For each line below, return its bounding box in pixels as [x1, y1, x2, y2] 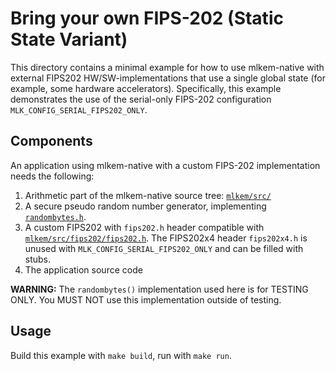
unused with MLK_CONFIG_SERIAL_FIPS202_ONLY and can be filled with [24, 242, 304, 254]
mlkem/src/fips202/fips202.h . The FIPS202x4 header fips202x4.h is [24, 232, 308, 244]
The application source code [24, 263, 143, 276]
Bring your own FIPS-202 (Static [10, 7, 284, 30]
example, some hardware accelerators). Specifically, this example [10, 82, 282, 94]
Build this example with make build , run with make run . [10, 349, 232, 361]
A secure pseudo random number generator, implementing [24, 200, 267, 212]
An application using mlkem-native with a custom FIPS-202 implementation [10, 159, 321, 171]
